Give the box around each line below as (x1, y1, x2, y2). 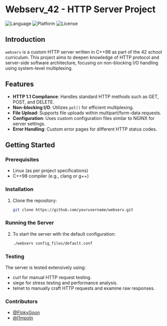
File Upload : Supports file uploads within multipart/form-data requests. (12, 110, 161, 116)
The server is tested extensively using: (5, 264, 86, 270)
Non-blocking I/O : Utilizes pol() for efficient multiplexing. (12, 104, 134, 110)
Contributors (5, 297, 38, 305)
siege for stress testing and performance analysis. (12, 280, 118, 286)
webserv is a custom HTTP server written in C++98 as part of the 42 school (5, 48, 162, 55)
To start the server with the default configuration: (12, 231, 116, 237)
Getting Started (5, 140, 55, 149)
